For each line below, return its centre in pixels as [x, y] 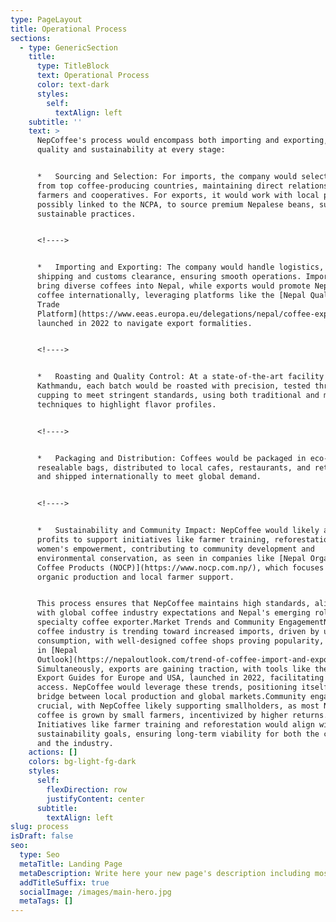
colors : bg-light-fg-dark [82, 762]
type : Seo [39, 855]
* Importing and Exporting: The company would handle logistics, [180, 267]
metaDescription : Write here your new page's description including [165, 873]
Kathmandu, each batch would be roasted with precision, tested [173, 386]
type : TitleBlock [73, 66]
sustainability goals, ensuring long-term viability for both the [178, 734]
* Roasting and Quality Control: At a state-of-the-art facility [180, 377]
